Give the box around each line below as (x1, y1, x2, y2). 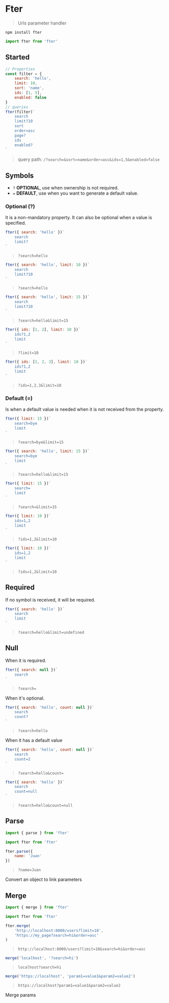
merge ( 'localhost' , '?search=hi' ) (5, 956, 79, 961)
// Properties (5, 66, 36, 71)
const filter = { (5, 71, 42, 77)
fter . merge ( (5, 923, 31, 928)
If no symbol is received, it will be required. (5, 596, 96, 603)
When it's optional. (5, 695, 45, 701)
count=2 (14, 756, 31, 761)
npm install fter (5, 30, 42, 35)
